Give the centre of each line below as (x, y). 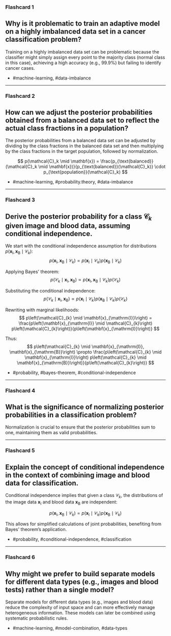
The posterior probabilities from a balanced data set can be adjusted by (80, 141)
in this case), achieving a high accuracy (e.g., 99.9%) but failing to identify (83, 63)
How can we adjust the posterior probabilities (79, 112)
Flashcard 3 (20, 200)
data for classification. (42, 483)
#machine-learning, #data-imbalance (52, 78)
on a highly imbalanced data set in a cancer (76, 32)
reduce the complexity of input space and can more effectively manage (80, 607)
